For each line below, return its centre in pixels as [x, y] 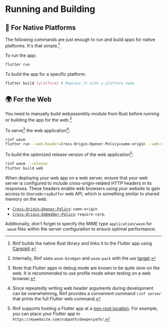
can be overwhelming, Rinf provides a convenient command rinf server [87, 293]
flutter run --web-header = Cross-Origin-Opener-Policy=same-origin [75, 144]
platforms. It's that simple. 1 [33, 45]
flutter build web [24, 168]
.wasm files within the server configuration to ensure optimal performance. [81, 229]
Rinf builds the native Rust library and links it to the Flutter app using [82, 243]
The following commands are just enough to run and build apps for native [80, 39]
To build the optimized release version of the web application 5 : [69, 154]
